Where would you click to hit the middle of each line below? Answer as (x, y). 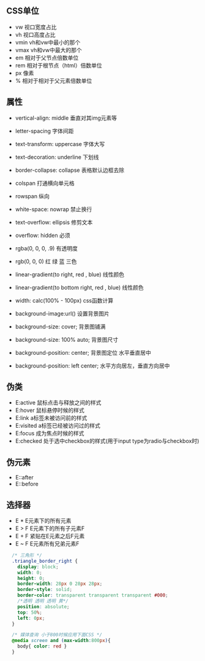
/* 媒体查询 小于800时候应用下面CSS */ (57, 635)
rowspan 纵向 (32, 196)
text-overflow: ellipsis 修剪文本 (54, 222)
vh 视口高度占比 (35, 34)
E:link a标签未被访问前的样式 (51, 418)
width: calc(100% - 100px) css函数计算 (64, 300)
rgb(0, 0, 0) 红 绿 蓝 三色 (46, 261)
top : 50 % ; (30, 613)
